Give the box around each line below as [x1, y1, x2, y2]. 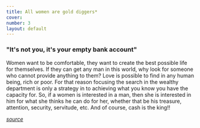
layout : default [6, 25, 47, 32]
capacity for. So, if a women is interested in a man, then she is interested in [6, 91, 192, 98]
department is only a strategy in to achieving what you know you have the [6, 85, 189, 92]
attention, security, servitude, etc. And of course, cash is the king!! [6, 103, 171, 111]
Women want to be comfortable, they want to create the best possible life [6, 59, 187, 66]
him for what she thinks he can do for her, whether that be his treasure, [6, 97, 182, 105]
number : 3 [6, 20, 31, 26]
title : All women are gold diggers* [6, 8, 98, 15]
